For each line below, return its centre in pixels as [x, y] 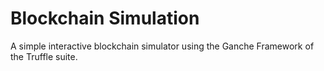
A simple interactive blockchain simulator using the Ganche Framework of [162, 46]
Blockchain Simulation [105, 18]
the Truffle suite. [44, 56]
